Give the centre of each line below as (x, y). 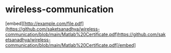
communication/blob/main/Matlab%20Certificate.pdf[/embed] (70, 45)
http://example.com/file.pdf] (54, 23)
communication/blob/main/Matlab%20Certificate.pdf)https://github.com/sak (85, 34)
